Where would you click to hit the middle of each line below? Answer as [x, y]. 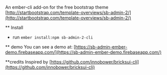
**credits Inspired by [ [28, 62]
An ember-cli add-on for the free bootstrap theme [57, 7]
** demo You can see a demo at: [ [40, 47]
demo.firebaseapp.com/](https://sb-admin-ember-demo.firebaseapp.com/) [83, 52]
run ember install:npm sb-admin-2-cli [53, 37]
